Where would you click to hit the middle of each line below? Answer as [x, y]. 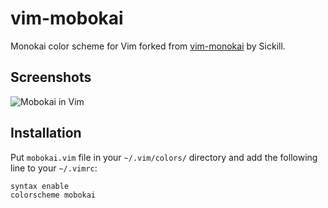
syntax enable [40, 186]
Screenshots [51, 77]
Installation [46, 133]
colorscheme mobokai [53, 195]
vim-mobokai [67, 18]
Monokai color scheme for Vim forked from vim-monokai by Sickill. [148, 46]
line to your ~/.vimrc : [54, 168]
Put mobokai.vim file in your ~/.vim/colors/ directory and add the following [164, 157]
